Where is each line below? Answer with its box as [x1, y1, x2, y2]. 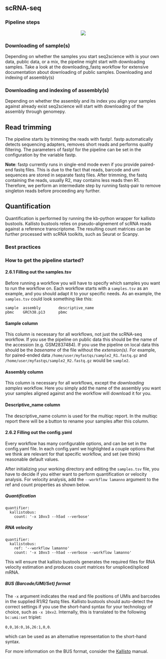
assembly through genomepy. [5, 109, 66, 114]
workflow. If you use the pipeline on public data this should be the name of [5, 336, 158, 342]
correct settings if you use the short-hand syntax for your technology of [5, 604, 152, 609]
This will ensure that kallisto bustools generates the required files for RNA [5, 558, 155, 564]
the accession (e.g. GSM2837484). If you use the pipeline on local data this [5, 342, 160, 348]
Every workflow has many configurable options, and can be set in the [5, 440, 147, 446]
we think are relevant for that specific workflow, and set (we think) [5, 451, 140, 457]
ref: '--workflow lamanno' [14, 546, 70, 550]
